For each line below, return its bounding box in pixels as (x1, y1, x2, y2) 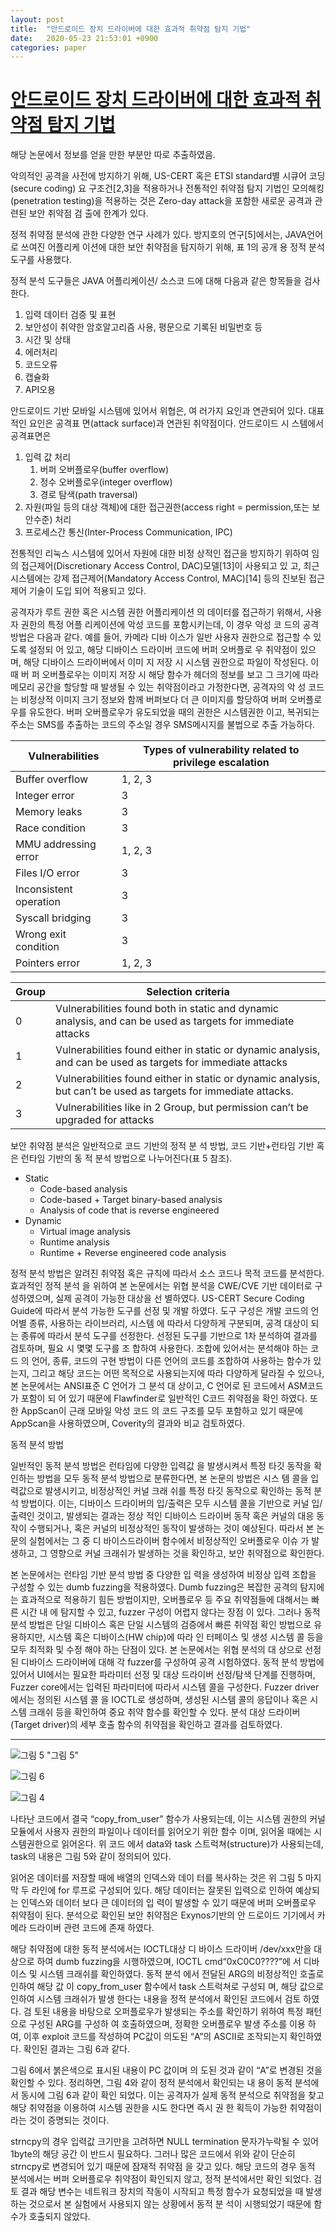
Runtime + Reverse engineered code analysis (39, 1247, 227, 1259)
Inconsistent (15, 882, 73, 896)
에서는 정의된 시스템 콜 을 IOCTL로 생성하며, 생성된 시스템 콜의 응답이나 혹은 (10, 1694, 308, 1706)
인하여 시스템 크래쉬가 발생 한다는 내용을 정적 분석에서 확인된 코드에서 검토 (10, 1993, 302, 2005)
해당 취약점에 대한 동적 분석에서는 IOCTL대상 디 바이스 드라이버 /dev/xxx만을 (10, 1943, 312, 1955)
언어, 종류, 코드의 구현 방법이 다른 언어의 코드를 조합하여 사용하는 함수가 (31, 1355, 312, 1367)
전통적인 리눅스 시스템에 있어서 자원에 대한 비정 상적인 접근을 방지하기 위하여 (10, 547, 310, 560)
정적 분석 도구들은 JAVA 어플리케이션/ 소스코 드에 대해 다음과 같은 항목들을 (10, 275, 302, 287)
